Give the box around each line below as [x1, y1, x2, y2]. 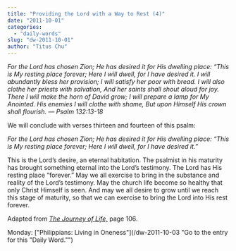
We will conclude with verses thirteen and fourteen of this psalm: [7, 121, 196, 129]
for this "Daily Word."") [7, 235, 74, 244]
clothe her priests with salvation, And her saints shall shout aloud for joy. [7, 85, 220, 93]
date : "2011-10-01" [7, 17, 65, 24]
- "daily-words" [13, 30, 61, 37]
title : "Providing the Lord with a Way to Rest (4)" [7, 10, 166, 18]
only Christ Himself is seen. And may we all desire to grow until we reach [7, 186, 219, 194]
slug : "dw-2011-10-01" [7, 37, 74, 44]
